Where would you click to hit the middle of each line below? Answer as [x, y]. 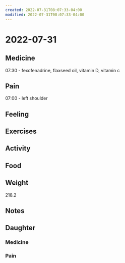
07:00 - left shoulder [26, 98]
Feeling [17, 114]
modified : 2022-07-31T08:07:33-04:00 [45, 15]
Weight [17, 183]
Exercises [21, 131]
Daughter [20, 228]
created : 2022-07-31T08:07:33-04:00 [44, 10]
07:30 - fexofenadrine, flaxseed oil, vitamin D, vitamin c [62, 70]
